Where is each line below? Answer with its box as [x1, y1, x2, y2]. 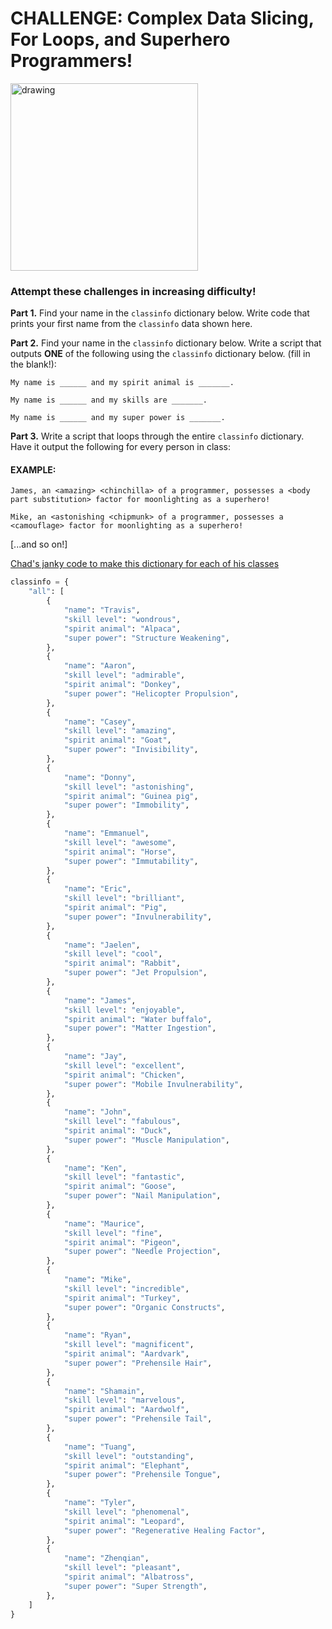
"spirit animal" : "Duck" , [63, 1126, 172, 1136]
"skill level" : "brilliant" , [63, 893, 186, 904]
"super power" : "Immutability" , [63, 856, 199, 866]
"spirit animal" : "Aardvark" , [63, 1349, 190, 1359]
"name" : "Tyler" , [63, 1498, 137, 1508]
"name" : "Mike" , [63, 1275, 132, 1285]
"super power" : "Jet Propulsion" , [63, 968, 208, 978]
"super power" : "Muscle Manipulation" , [63, 1135, 230, 1145]
